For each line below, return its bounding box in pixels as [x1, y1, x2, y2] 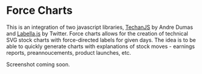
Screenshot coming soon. [6, 61, 71, 68]
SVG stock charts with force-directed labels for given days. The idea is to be [6, 36, 196, 43]
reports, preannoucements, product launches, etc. [6, 49, 131, 56]
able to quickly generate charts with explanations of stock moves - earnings [6, 43, 195, 50]
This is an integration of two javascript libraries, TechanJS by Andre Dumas [6, 23, 194, 31]
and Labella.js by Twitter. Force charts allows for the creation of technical [6, 29, 188, 37]
